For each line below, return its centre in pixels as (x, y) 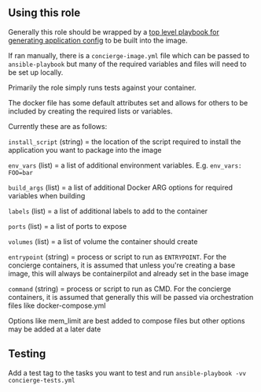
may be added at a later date (55, 329)
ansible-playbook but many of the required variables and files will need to (127, 64)
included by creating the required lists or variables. (90, 111)
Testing (27, 354)
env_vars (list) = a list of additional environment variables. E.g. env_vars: (125, 165)
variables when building (47, 195)
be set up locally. (36, 72)
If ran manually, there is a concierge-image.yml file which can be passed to (129, 55)
